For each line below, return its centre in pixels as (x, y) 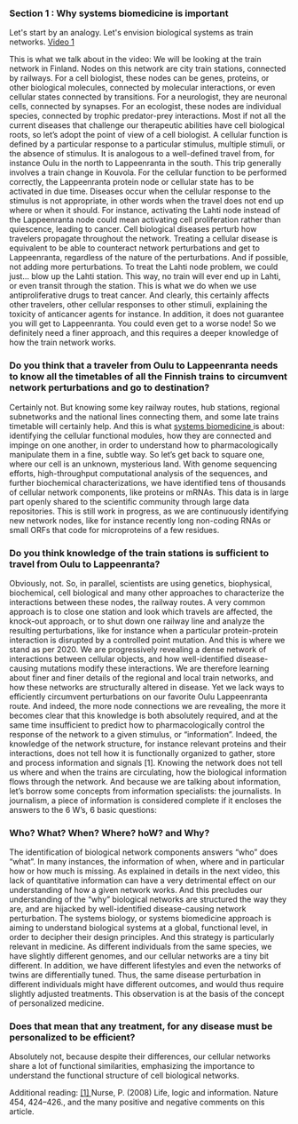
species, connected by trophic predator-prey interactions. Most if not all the (148, 116)
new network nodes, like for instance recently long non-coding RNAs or (140, 520)
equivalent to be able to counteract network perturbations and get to (134, 248)
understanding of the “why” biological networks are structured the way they (148, 899)
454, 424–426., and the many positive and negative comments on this (137, 1102)
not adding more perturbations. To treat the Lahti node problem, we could (144, 267)
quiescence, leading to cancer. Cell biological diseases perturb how (133, 229)
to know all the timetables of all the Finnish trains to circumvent (149, 377)
